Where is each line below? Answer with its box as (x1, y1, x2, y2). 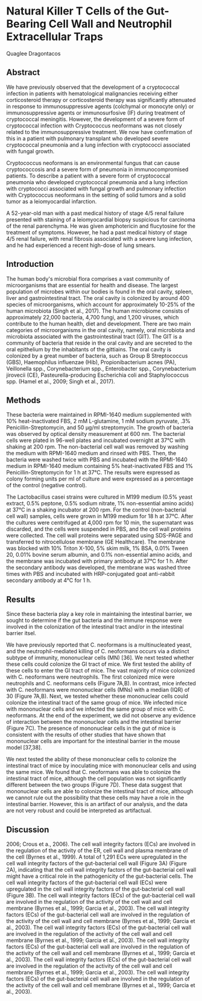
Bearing (6, 17, 46, 31)
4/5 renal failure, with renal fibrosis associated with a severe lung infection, (6, 235, 193, 242)
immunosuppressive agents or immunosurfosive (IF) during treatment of (6, 109, 186, 116)
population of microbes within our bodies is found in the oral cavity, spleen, (6, 288, 194, 295)
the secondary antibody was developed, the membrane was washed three (6, 564, 191, 571)
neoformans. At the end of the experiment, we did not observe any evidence (6, 712, 196, 719)
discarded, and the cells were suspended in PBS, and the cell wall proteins (6, 525, 192, 532)
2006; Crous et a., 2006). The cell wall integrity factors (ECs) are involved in (6, 840, 196, 848)
